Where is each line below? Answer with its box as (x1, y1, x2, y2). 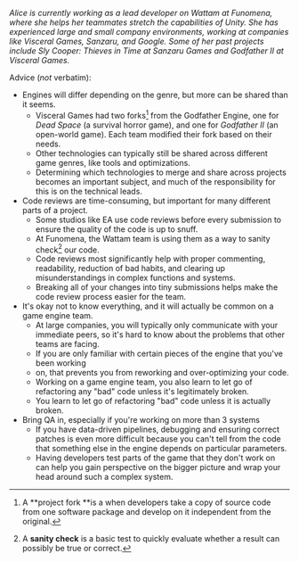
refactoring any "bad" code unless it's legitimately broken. (35, 386, 249, 397)
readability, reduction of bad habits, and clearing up (35, 263, 225, 274)
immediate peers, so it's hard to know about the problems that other (35, 329, 285, 340)
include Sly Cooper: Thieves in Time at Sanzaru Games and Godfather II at (9, 45, 285, 56)
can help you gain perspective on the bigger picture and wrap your (35, 462, 281, 473)
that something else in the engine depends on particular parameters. (35, 443, 287, 454)
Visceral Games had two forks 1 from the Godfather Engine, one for (35, 109, 279, 120)
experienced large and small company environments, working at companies (9, 27, 289, 37)
